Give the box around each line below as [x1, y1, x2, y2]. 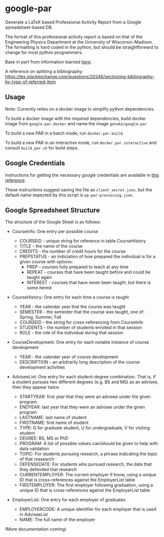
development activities [19, 364, 65, 370]
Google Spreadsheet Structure [5, 206, 100, 214]
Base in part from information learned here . [5, 59, 92, 65]
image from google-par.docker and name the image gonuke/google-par [5, 120, 147, 126]
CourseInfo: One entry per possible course [12, 229, 99, 234]
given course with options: [19, 259, 73, 265]
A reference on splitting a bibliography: [5, 68, 83, 74]
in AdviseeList [19, 512, 48, 517]
